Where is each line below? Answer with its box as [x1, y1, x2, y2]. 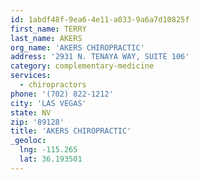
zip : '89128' [10, 117, 65, 127]
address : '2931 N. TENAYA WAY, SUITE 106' [10, 52, 190, 62]
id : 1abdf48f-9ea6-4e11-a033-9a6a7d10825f [10, 14, 190, 25]
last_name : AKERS [10, 33, 83, 43]
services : [10, 71, 52, 81]
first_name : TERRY [10, 24, 87, 34]
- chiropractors [19, 80, 87, 90]
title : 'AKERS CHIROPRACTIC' [10, 126, 132, 136]
